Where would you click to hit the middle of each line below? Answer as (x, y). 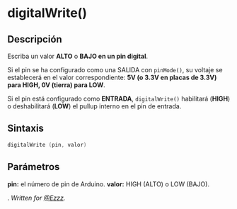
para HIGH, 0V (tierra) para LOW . (56, 85)
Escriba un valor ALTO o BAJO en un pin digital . (78, 56)
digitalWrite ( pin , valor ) (47, 145)
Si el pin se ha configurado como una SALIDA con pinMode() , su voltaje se (115, 70)
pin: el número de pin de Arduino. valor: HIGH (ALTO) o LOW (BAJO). (109, 184)
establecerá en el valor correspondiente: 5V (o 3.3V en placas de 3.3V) (112, 77)
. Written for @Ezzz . (36, 198)
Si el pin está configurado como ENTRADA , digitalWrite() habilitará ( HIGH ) (119, 98)
